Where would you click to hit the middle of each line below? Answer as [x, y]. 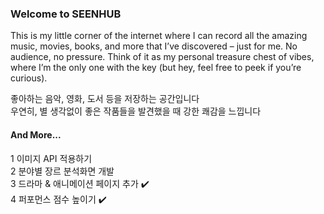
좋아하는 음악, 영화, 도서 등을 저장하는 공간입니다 [105, 99]
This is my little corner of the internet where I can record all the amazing [159, 36]
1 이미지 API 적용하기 [51, 158]
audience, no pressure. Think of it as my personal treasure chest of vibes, [162, 57]
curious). [29, 78]
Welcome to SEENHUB [66, 14]
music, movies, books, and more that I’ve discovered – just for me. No [154, 46]
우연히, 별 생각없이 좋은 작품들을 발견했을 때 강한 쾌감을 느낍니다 [136, 111]
